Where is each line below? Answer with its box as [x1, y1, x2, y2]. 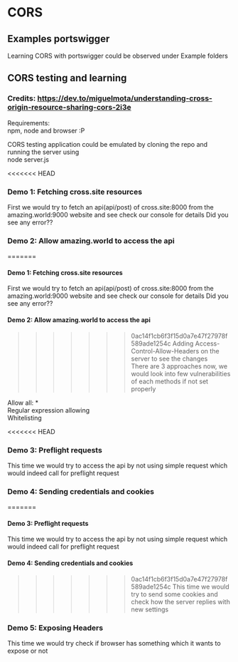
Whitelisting [7, 413, 43, 422]
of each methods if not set [131, 377, 208, 386]
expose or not [7, 646, 48, 655]
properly [131, 384, 156, 393]
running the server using [7, 148, 80, 156]
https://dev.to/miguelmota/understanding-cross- [37, 93, 213, 103]
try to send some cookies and [131, 589, 218, 599]
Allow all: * [7, 398, 39, 407]
